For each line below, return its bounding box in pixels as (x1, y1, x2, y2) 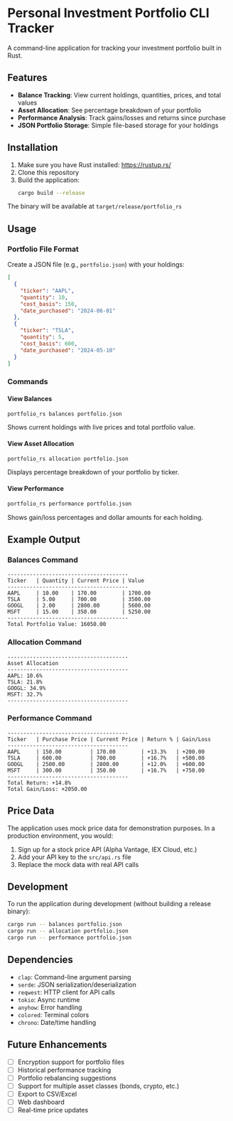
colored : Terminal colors (17, 1010, 90, 1019)
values (17, 98, 38, 107)
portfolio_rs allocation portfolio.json (7, 455, 129, 462)
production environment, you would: (7, 831, 114, 840)
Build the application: (17, 176, 80, 184)
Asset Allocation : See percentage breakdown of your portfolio (17, 105, 202, 115)
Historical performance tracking (17, 1066, 112, 1074)
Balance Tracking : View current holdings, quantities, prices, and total (17, 90, 222, 99)
